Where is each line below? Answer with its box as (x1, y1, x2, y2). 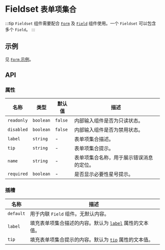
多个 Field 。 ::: (5, 26, 35, 32)
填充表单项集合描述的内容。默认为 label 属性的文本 (30, 219, 149, 226)
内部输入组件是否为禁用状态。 (74, 126, 143, 133)
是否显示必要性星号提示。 (74, 171, 134, 178)
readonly (7, 118, 28, 124)
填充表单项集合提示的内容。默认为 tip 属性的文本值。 (30, 236, 154, 243)
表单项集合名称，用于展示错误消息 (74, 154, 153, 161)
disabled (7, 127, 28, 132)
